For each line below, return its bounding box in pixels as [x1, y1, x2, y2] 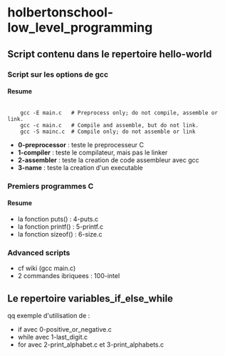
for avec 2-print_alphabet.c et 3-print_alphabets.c [17, 340, 164, 349]
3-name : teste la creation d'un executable [17, 163, 144, 172]
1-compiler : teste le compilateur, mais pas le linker [17, 148, 168, 157]
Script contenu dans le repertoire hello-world [7, 48, 212, 60]
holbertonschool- [7, 4, 114, 21]
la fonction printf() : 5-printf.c [17, 222, 104, 231]
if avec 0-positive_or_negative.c [17, 325, 112, 333]
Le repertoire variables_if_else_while [7, 292, 173, 305]
